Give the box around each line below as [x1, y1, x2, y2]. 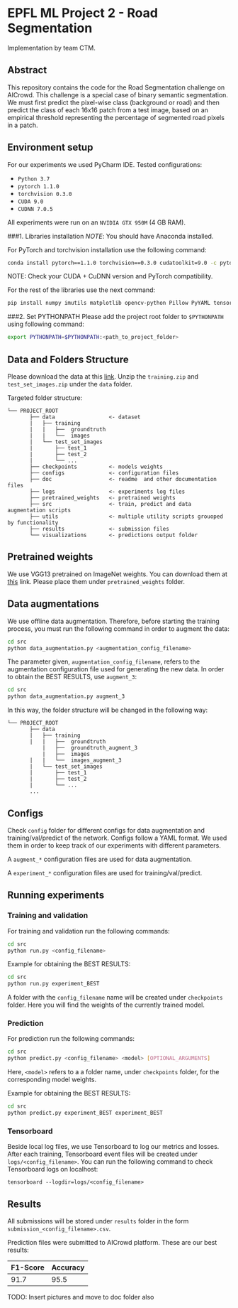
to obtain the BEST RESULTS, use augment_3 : [7, 673, 137, 681]
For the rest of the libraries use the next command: [7, 286, 156, 294]
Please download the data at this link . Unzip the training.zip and [7, 372, 199, 381]
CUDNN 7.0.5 [17, 205, 53, 212]
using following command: [7, 320, 85, 328]
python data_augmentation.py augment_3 [7, 693, 125, 701]
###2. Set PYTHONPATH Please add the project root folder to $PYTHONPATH [7, 313, 225, 321]
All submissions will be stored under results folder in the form [7, 1217, 189, 1226]
